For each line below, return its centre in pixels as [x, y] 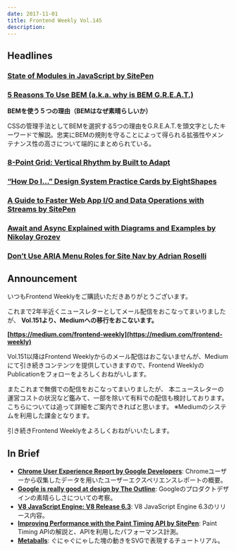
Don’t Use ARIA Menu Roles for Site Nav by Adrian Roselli [107, 256]
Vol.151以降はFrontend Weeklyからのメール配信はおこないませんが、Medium [118, 357]
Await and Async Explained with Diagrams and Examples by [112, 228]
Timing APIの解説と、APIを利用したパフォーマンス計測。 [100, 532]
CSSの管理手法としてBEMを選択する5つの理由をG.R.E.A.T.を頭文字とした [114, 126]
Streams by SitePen [42, 209]
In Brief [24, 453]
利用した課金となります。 [56, 416]
